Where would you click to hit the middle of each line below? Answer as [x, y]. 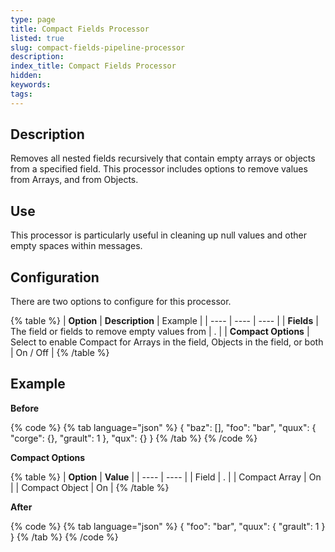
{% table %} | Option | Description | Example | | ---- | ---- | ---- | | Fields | [164, 321]
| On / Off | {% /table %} [60, 353]
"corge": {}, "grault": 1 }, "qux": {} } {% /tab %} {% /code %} [134, 438]
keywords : [31, 85]
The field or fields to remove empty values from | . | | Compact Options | [160, 332]
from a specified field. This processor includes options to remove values [159, 169]
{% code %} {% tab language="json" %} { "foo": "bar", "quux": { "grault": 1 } [168, 526]
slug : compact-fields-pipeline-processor [98, 47]
